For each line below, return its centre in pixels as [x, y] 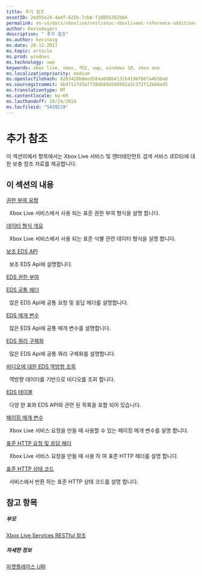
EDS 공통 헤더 [23, 290]
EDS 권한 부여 [23, 277]
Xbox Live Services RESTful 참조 [46, 535]
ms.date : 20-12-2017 [32, 46]
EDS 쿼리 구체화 [25, 341]
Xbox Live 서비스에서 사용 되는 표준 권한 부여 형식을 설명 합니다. [84, 213]
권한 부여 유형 [23, 200]
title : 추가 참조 [26, 12]
